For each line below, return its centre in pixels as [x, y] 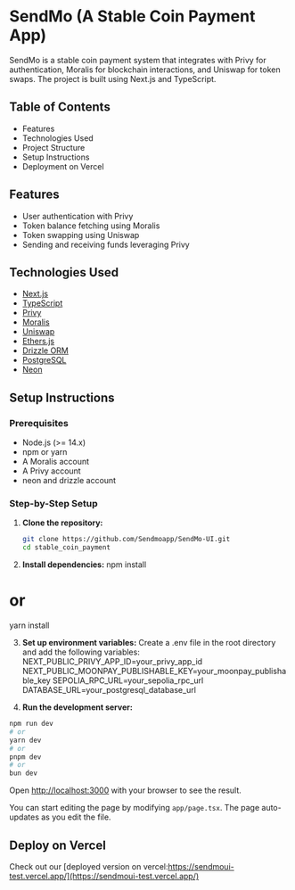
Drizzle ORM [45, 350]
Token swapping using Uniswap [81, 235]
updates [25, 817]
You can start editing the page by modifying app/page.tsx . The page [135, 808]
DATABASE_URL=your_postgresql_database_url [109, 690]
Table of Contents [60, 107]
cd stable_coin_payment [66, 548]
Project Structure [53, 147]
